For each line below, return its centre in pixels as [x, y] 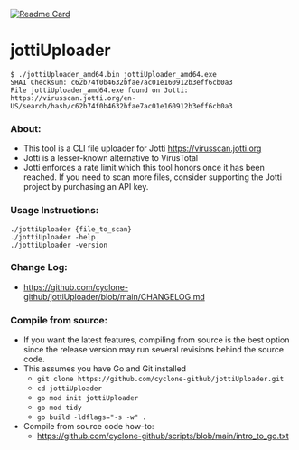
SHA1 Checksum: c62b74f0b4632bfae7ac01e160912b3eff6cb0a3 [121, 82]
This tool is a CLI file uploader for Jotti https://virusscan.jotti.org [142, 148]
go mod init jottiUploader [88, 398]
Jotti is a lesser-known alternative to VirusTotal [110, 158]
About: [26, 128]
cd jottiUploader [70, 389]
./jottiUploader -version [59, 245]
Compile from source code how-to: [89, 427]
